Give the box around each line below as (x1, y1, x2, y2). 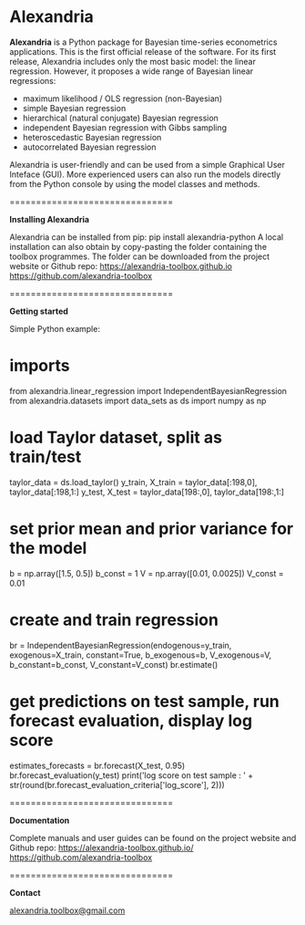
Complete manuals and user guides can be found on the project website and (9, 832, 297, 843)
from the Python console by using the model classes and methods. (9, 178, 260, 189)
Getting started (9, 306, 68, 317)
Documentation (9, 815, 70, 826)
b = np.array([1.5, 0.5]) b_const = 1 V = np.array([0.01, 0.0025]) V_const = (9, 567, 284, 578)
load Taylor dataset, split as (9, 427, 223, 448)
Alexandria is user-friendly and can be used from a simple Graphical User (9, 159, 285, 170)
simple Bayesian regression (22, 102, 127, 113)
